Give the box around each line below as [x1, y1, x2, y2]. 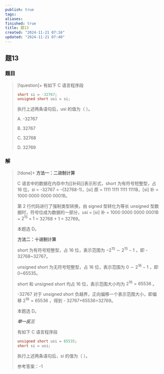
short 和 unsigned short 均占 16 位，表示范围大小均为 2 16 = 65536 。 [17, 280, 157, 287]
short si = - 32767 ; [17, 92, 58, 97]
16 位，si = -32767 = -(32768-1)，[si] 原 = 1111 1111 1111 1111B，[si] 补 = [17, 187, 159, 192]
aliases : [5, 16, 23, 21]
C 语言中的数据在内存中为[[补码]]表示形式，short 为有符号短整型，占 [17, 180, 157, 186]
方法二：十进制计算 [17, 237, 57, 243]
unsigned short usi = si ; [17, 96, 70, 101]
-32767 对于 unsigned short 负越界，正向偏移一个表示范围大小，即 [17, 291, 153, 297]
